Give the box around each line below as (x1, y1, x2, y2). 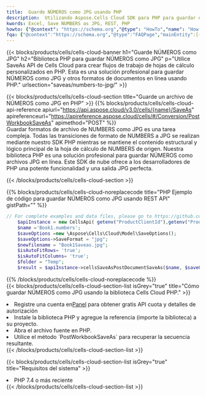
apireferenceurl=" (6, 113, 51, 120)
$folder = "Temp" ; (17, 259, 64, 265)
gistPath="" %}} (6, 202, 47, 209)
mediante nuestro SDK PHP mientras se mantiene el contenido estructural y (6, 139, 197, 146)
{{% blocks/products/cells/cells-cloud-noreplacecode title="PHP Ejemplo (6, 188, 193, 196)
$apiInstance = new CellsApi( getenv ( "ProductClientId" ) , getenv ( (17, 219, 188, 225)
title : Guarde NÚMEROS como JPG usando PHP (6, 9, 122, 15)
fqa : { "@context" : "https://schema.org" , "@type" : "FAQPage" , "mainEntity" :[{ (6, 32, 202, 38)
